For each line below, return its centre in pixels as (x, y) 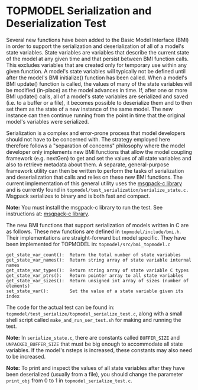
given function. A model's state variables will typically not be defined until (96, 71)
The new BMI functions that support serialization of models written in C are (98, 225)
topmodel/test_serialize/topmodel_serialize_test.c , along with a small (94, 313)
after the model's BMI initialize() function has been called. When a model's (97, 78)
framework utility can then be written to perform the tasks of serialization (95, 170)
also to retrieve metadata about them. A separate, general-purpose (88, 165)
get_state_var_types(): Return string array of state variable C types (98, 270)
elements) (18, 286)
